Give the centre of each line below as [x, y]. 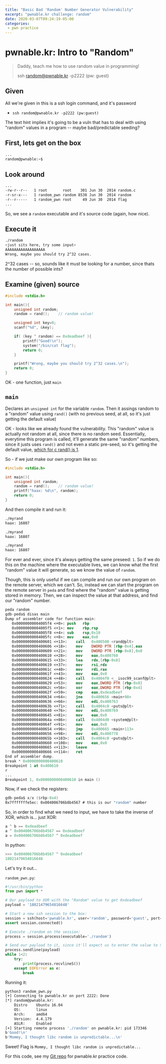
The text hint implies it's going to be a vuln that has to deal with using [76, 122]
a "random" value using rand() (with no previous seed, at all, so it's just [78, 413]
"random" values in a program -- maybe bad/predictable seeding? [72, 127]
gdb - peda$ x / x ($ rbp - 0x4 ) [32, 798]
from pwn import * [24, 891]
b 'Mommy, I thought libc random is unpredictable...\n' [64, 1037]
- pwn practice [23, 28]
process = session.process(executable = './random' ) [58, 937]
